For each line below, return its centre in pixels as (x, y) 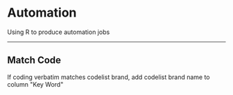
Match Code (34, 60)
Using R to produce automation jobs (59, 32)
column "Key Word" (35, 84)
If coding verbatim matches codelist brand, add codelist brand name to (109, 77)
